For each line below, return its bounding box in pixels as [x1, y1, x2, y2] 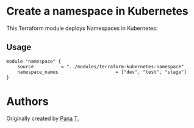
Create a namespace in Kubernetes [6, 4, 189, 18]
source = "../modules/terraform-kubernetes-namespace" [17, 63, 184, 69]
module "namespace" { [6, 58, 62, 65]
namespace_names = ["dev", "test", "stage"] [17, 69, 187, 75]
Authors [6, 94, 49, 108]
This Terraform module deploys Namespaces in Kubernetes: [6, 24, 158, 32]
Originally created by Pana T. [6, 115, 79, 122]
